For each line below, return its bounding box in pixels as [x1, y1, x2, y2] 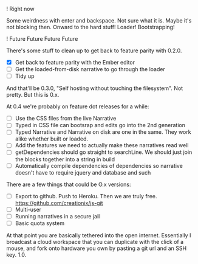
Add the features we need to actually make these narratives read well [15, 142, 189, 149]
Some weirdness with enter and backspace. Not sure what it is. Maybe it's [6, 17, 192, 24]
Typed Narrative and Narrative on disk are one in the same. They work [15, 128, 191, 136]
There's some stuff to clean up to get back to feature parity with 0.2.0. [6, 47, 182, 54]
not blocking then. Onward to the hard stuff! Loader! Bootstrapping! [6, 24, 175, 30]
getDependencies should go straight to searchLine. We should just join [15, 148, 193, 156]
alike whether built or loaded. [15, 135, 89, 142]
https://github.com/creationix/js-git [15, 199, 103, 206]
